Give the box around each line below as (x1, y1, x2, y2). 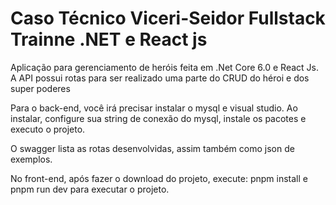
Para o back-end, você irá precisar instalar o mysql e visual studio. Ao (10, 102, 298, 114)
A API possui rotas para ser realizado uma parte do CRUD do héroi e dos (10, 72, 310, 84)
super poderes (10, 82, 71, 94)
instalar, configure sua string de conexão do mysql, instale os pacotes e (10, 112, 307, 124)
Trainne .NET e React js (10, 28, 208, 51)
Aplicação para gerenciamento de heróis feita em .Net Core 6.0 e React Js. (10, 61, 319, 73)
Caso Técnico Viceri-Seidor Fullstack (10, 7, 326, 30)
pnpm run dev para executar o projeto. (10, 183, 170, 195)
